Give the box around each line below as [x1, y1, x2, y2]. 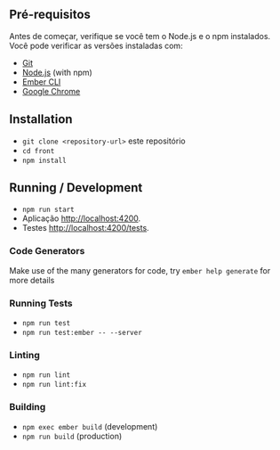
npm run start [21, 205, 75, 215]
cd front [21, 146, 55, 155]
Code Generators [9, 245, 85, 258]
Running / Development [9, 180, 143, 195]
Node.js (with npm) [21, 67, 93, 78]
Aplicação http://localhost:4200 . [21, 213, 141, 224]
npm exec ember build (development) [21, 421, 158, 431]
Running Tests [9, 297, 73, 309]
